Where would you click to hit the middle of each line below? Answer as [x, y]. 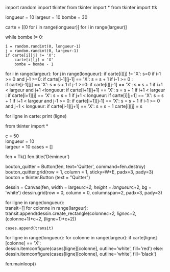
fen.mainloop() [21, 264]
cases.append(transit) [29, 228]
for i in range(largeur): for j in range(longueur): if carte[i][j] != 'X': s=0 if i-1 [83, 74]
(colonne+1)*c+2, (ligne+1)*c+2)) [41, 219]
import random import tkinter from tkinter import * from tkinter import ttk [81, 7]
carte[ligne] [145, 238]
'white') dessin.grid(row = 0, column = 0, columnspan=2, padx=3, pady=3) [84, 193]
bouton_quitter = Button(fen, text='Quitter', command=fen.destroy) [76, 166]
